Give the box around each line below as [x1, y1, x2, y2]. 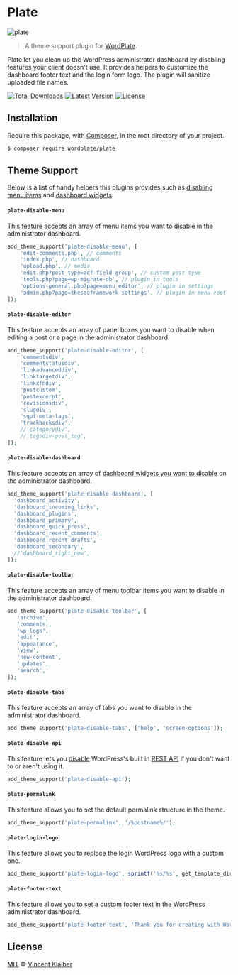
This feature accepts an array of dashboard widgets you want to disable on [7, 469, 227, 478]
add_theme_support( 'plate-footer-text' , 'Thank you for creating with [7, 921, 220, 929]
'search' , [16, 667, 46, 674]
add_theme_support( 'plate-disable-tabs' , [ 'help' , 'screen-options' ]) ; [7, 724, 223, 731]
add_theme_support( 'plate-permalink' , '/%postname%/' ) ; [7, 819, 176, 826]
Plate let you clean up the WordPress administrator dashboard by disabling [7, 55, 225, 64]
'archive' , [16, 614, 50, 621]
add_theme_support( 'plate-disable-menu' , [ [7, 243, 138, 250]
